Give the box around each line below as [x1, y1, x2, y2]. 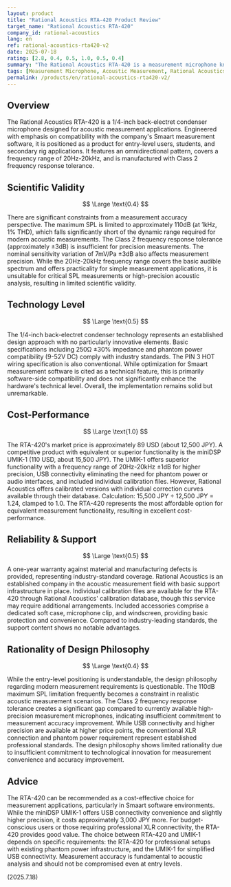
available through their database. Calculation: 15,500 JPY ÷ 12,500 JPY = [7, 491, 214, 500]
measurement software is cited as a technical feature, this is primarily [7, 367, 204, 375]
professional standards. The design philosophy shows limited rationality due [7, 741, 223, 749]
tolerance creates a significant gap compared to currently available [7, 705, 197, 713]
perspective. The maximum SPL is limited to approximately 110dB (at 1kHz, [7, 221, 218, 228]
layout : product [7, 10, 54, 17]
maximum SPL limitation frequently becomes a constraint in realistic [7, 690, 199, 698]
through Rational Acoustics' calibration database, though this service [20, 595, 216, 603]
